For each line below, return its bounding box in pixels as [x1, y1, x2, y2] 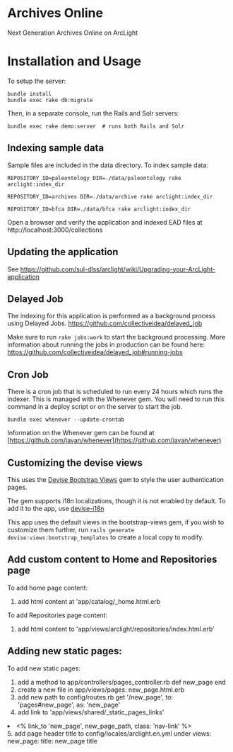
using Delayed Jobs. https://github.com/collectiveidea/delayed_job [7, 319, 203, 327]
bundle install [7, 90, 52, 97]
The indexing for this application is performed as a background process [7, 312, 216, 320]
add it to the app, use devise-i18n [7, 504, 104, 512]
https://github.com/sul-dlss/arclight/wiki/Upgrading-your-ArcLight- [20, 264, 216, 274]
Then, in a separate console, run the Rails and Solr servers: [7, 108, 179, 118]
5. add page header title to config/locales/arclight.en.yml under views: [7, 729, 212, 738]
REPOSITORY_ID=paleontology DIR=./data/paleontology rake [7, 174, 181, 181]
